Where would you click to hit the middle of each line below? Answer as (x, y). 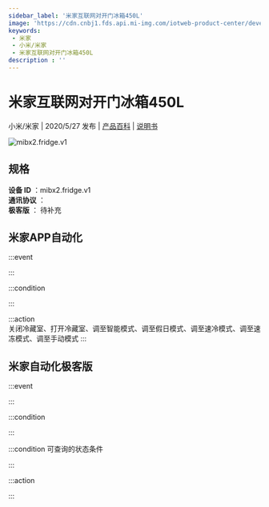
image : (19, 23)
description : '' (37, 61)
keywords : (25, 30)
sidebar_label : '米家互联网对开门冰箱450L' (76, 16)
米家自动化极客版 (50, 366)
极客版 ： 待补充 (35, 210)
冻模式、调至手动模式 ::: (48, 339)
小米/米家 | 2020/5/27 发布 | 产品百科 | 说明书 (83, 126)
